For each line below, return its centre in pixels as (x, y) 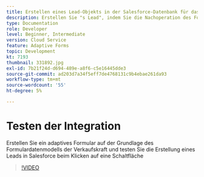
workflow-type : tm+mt (34, 79)
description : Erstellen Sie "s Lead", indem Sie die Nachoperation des (99, 18)
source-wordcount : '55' (36, 85)
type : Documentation (32, 23)
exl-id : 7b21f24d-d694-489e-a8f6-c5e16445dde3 (66, 68)
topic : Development (31, 52)
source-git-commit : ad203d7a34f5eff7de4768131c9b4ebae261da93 (87, 74)
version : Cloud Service (36, 40)
